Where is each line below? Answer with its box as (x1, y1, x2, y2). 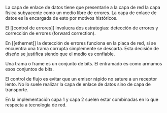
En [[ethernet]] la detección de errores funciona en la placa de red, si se (5, 40, 156, 46)
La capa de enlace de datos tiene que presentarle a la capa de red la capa (5, 5, 161, 10)
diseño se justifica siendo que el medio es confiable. (5, 51, 115, 57)
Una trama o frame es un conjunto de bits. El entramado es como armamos (5, 61, 162, 66)
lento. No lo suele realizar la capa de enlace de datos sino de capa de (5, 81, 151, 87)
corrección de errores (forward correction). (5, 30, 96, 36)
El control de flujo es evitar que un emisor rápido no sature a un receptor (5, 76, 157, 82)
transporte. (5, 87, 29, 93)
